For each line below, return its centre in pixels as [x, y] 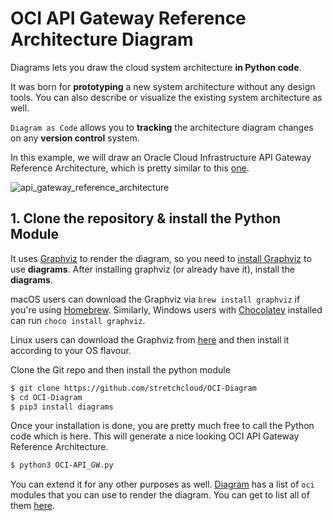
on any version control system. [75, 138]
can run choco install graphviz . [78, 320]
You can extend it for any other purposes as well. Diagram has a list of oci [162, 484]
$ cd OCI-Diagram [46, 397]
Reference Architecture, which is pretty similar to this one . [130, 168]
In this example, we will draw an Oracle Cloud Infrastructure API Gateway [161, 157]
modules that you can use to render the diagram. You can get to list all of [160, 495]
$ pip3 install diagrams [62, 407]
